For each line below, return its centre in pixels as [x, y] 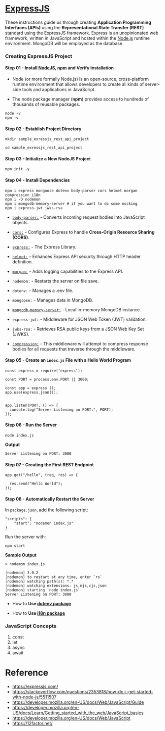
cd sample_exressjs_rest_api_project [44, 148]
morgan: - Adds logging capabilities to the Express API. [67, 271]
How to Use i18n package [39, 613]
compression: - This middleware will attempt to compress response [80, 343]
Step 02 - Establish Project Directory [43, 129]
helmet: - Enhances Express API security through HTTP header [77, 256]
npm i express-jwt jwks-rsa [34, 208]
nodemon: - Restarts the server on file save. [55, 281]
